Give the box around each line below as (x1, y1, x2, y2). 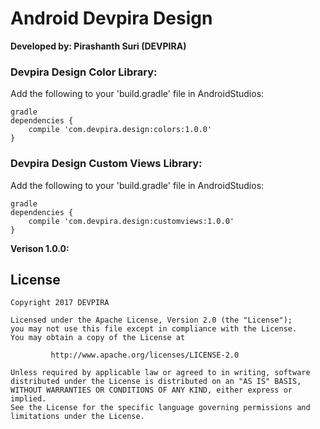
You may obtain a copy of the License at (10, 333, 186, 343)
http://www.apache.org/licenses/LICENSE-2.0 (50, 350, 240, 361)
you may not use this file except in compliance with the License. (10, 324, 298, 334)
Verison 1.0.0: (10, 242, 70, 254)
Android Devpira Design (10, 7, 213, 30)
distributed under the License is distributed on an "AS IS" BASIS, (10, 377, 302, 387)
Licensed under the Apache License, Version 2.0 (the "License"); (10, 315, 293, 326)
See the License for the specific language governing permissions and (10, 403, 311, 413)
